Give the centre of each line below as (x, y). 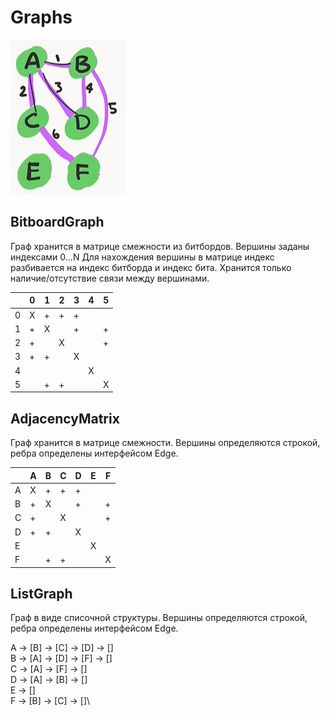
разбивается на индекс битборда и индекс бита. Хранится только (151, 267)
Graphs (41, 17)
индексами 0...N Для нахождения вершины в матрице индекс (142, 257)
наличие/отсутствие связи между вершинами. (110, 278)
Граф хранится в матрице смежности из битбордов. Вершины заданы (160, 246)
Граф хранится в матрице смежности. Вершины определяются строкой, (165, 443)
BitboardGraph (57, 222)
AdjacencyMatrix (65, 418)
